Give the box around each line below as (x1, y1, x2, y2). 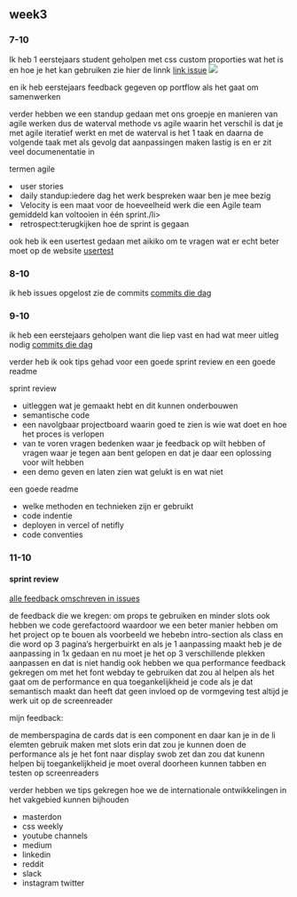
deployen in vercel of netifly (21, 520, 124, 531)
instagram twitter (21, 877, 85, 888)
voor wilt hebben (21, 457, 84, 468)
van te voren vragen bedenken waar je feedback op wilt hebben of (21, 438, 266, 449)
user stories (20, 180, 64, 191)
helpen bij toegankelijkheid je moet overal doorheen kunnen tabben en (9, 758, 267, 769)
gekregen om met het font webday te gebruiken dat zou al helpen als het (9, 667, 275, 678)
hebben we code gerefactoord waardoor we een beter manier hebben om (9, 620, 278, 630)
